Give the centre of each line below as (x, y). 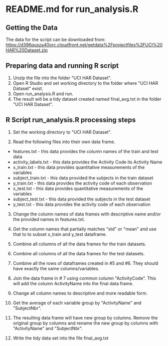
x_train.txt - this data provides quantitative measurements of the (79, 167)
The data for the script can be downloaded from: (56, 39)
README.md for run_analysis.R (72, 9)
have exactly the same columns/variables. (56, 268)
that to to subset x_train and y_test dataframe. (60, 234)
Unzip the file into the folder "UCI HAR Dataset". (62, 78)
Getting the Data (32, 28)
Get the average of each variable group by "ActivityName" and (77, 303)
